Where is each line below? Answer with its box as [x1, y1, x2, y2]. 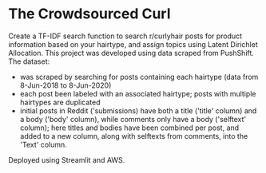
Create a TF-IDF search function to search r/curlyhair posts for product [8, 31, 242, 41]
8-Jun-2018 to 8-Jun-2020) [19, 81, 112, 90]
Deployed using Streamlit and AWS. [8, 155, 125, 164]
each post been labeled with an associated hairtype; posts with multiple [19, 88, 256, 98]
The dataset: [8, 57, 50, 66]
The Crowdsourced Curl [8, 5, 171, 23]
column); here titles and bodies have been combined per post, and [19, 123, 240, 132]
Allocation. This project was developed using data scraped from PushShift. [8, 48, 254, 57]
